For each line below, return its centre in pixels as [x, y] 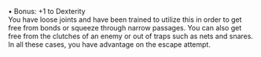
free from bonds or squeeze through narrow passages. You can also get [125, 28]
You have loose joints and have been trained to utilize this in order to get [125, 20]
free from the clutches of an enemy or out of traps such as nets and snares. [131, 36]
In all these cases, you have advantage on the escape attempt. [109, 45]
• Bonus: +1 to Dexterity [47, 11]
